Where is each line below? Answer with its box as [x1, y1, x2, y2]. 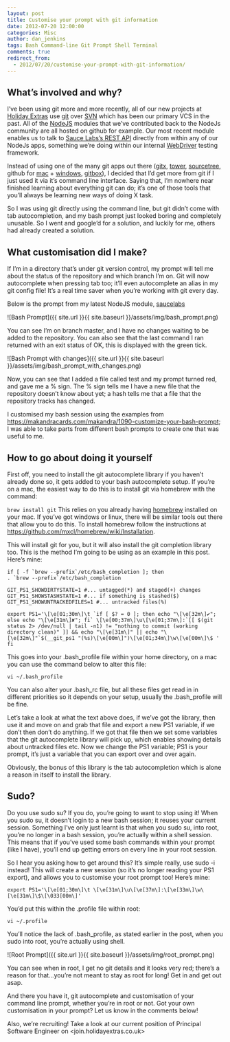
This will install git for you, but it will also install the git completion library [7, 541, 211, 549]
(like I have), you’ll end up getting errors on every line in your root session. [7, 845, 218, 853]
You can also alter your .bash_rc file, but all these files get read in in [7, 685, 199, 694]
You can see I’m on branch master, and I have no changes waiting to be [7, 326, 209, 335]
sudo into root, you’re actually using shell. [7, 937, 126, 945]
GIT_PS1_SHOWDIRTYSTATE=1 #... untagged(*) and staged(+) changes [7, 587, 201, 594]
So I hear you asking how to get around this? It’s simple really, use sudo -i [7, 858, 215, 867]
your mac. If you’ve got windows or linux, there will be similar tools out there [7, 513, 223, 521]
